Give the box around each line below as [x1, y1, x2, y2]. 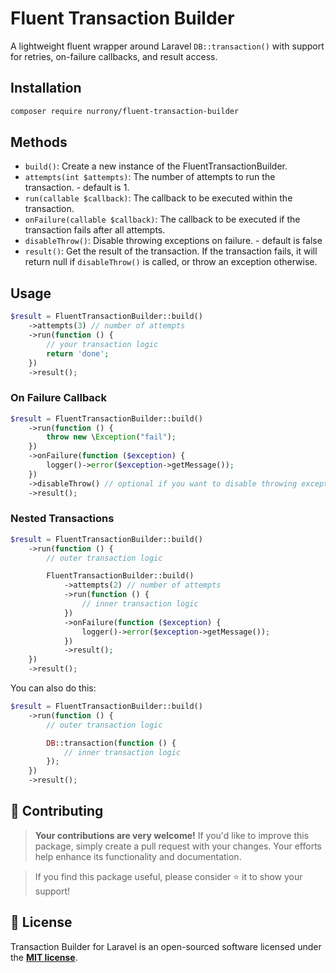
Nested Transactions [10, 512, 115, 526]
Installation [10, 80, 82, 97]
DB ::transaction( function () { [46, 738, 177, 748]
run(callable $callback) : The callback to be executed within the [24, 192, 293, 204]
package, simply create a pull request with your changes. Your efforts [34, 840, 322, 852]
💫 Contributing [10, 803, 104, 820]
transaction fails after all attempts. [24, 224, 166, 236]
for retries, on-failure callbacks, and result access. [10, 50, 218, 62]
